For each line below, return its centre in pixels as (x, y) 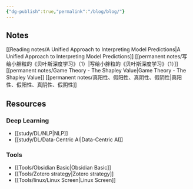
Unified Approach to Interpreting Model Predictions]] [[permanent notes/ (94, 57)
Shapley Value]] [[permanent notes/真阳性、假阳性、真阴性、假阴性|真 (91, 78)
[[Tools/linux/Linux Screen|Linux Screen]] (65, 180)
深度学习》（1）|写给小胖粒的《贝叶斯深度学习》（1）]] (115, 64)
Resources (26, 104)
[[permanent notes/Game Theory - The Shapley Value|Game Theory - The (96, 71)
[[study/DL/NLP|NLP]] (41, 134)
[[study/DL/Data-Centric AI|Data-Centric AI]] (69, 140)
